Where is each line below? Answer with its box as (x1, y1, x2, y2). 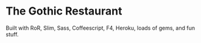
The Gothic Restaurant (5, 4, 122, 18)
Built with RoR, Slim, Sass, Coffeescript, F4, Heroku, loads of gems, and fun (5, 24, 196, 31)
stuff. (5, 30, 19, 38)
